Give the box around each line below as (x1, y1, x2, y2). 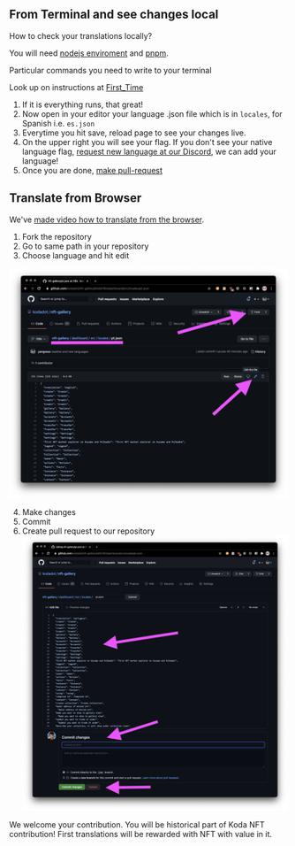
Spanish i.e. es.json (21, 118, 95, 128)
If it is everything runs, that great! (21, 99, 144, 110)
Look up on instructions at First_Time (9, 81, 144, 92)
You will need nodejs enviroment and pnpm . (9, 48, 170, 58)
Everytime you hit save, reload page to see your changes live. (21, 127, 246, 138)
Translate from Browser (9, 190, 142, 206)
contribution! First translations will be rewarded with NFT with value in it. (9, 828, 272, 839)
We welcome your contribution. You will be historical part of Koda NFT (9, 819, 265, 830)
